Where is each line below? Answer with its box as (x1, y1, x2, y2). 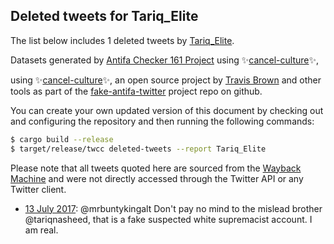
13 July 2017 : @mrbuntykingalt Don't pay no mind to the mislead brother (24, 202, 323, 214)
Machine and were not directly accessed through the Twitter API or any (10, 172, 304, 184)
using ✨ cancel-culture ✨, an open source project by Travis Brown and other (10, 74, 322, 86)
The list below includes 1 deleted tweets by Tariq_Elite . (10, 34, 235, 46)
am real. (24, 224, 59, 236)
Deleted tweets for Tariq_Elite (10, 8, 199, 25)
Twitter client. (10, 183, 67, 195)
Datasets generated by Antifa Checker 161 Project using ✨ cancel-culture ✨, (10, 54, 320, 66)
